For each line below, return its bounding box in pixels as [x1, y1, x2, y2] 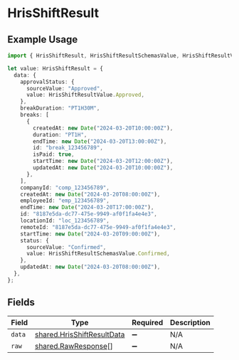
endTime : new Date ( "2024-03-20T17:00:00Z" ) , [20, 204, 154, 211]
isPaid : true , [33, 151, 75, 158]
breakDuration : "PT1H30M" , [20, 105, 100, 112]
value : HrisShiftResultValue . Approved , [26, 91, 144, 99]
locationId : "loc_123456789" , [20, 217, 110, 224]
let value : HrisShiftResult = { [7, 65, 103, 72]
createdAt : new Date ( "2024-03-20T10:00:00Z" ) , [33, 125, 174, 132]
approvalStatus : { [20, 78, 75, 85]
